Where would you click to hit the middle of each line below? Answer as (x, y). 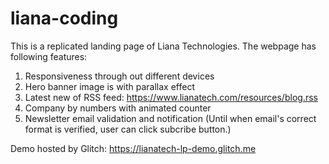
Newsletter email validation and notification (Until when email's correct (170, 118)
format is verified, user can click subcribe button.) (128, 129)
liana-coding (64, 18)
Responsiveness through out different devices (119, 76)
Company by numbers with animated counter (118, 108)
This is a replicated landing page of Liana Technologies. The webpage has (163, 46)
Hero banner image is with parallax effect (110, 86)
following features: (49, 56)
